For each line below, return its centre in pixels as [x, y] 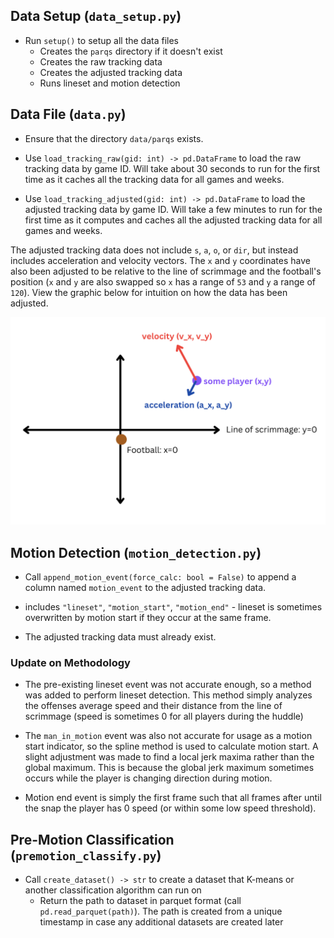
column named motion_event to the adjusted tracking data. [145, 588]
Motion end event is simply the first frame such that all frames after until [173, 798]
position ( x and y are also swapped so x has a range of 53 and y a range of [163, 281]
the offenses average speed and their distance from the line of [153, 706]
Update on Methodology [70, 663]
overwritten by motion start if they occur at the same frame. [148, 618]
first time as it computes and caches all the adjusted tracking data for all [173, 220]
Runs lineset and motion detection [110, 83]
